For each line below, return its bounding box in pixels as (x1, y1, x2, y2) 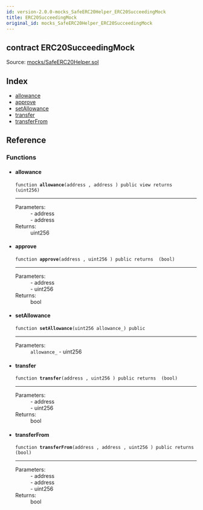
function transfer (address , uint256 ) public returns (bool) (14, 375, 178, 381)
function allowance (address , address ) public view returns (14, 182, 173, 188)
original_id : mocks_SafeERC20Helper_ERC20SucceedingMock (6, 20, 153, 26)
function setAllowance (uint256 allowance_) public (14, 325, 146, 331)
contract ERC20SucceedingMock (6, 42, 135, 53)
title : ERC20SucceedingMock (6, 15, 77, 21)
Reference (6, 135, 47, 146)
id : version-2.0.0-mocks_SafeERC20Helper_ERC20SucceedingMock (6, 8, 166, 15)
